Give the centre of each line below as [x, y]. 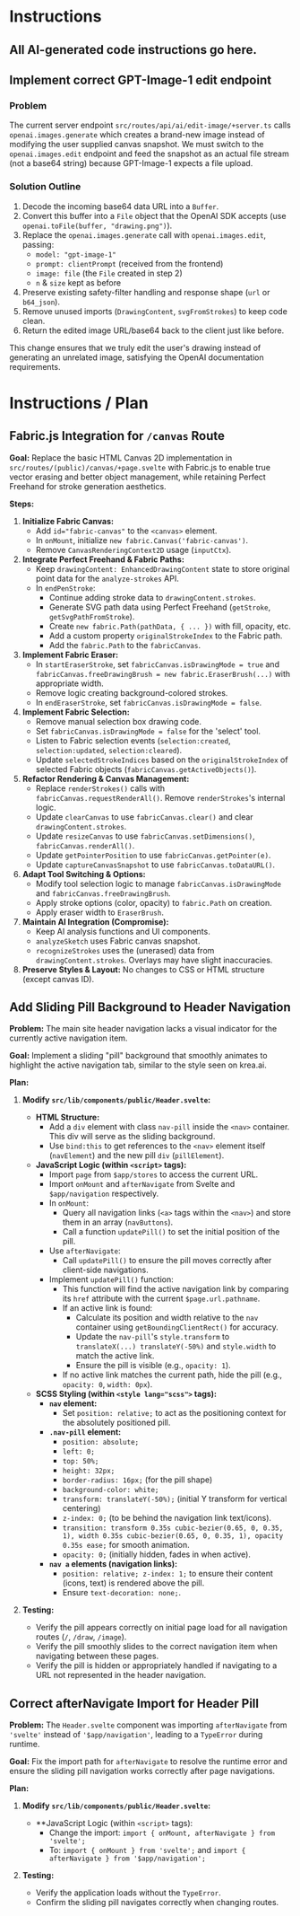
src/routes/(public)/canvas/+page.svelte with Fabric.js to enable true [140, 467]
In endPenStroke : [65, 588]
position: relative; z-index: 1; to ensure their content [167, 1574]
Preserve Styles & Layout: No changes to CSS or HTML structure [143, 969]
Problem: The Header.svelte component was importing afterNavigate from [149, 1725]
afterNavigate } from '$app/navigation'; [127, 1859]
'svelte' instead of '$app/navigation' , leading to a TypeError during [136, 1735]
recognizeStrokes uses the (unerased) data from [125, 950]
